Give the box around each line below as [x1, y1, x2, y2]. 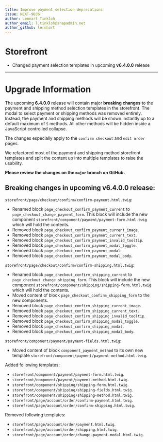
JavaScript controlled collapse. [5, 126, 67, 131]
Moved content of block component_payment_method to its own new [12, 347, 144, 353]
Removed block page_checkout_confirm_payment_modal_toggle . [12, 242, 137, 248]
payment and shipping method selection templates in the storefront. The [5, 105, 149, 111]
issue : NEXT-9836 [5, 12, 40, 17]
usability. [5, 160, 23, 166]
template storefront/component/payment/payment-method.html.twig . [12, 352, 147, 358]
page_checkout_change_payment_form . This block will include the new [12, 211, 148, 217]
